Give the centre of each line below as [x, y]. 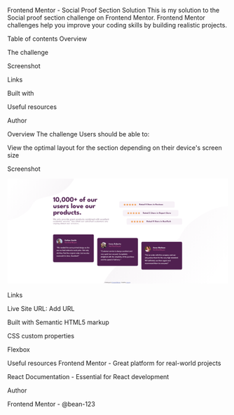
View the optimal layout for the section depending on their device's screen [115, 148]
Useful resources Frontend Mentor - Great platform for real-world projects [114, 363]
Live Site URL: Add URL [41, 308]
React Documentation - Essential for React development [88, 376]
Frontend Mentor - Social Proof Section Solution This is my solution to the [113, 10]
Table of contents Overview [47, 39]
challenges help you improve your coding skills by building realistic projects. [117, 25]
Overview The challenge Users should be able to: [78, 134]
